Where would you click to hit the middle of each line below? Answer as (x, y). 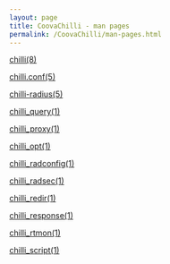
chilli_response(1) (41, 216)
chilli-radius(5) (36, 94)
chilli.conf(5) (33, 77)
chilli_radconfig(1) (42, 164)
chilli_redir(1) (33, 199)
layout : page (34, 17)
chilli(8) (23, 60)
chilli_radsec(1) (37, 181)
